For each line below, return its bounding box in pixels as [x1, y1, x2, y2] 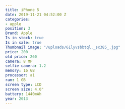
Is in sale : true [5, 40, 42, 45]
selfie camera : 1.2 [5, 63, 46, 68]
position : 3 [5, 26, 30, 31]
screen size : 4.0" [5, 86, 44, 92]
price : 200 [5, 49, 28, 54]
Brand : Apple [5, 31, 33, 36]
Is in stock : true [5, 36, 44, 41]
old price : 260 [5, 54, 37, 59]
